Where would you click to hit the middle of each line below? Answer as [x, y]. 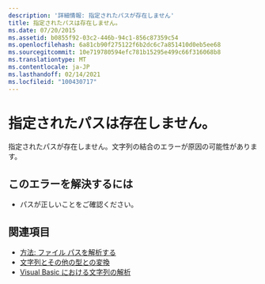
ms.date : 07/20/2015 [42, 30]
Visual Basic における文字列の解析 [75, 272]
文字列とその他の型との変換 [65, 263]
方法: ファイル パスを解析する [68, 252]
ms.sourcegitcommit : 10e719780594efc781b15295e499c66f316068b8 [115, 52]
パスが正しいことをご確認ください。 [79, 204]
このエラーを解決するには [70, 184]
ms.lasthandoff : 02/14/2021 [55, 74]
